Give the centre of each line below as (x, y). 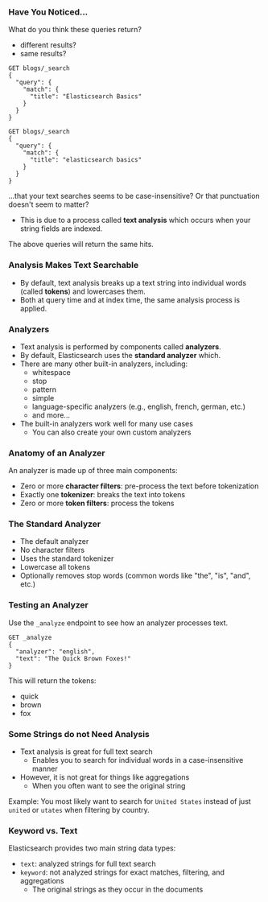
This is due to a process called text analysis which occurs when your (135, 220)
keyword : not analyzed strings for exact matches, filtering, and (122, 872)
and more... (51, 415)
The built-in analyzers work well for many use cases (106, 423)
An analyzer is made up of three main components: (93, 471)
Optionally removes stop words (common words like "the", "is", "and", (135, 576)
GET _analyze (30, 637)
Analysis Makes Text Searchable (74, 266)
